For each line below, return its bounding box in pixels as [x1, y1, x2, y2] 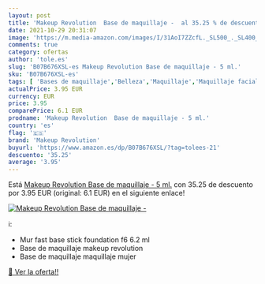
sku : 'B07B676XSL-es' [8, 70, 80, 78]
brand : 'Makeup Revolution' [8, 136, 101, 144]
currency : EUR [8, 92, 55, 100]
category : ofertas [8, 48, 69, 56]
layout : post [8, 11, 51, 20]
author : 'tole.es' [8, 56, 69, 64]
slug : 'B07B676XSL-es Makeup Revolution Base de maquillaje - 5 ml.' [8, 63, 242, 71]
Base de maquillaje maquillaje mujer [19, 252, 136, 261]
